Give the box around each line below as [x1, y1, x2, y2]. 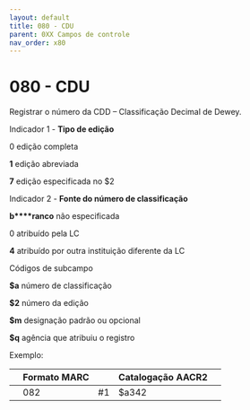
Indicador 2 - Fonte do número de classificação [9, 194, 188, 205]
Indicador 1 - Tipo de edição [9, 124, 115, 135]
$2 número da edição [9, 298, 90, 309]
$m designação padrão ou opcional [9, 315, 141, 326]
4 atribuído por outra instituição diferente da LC [9, 246, 185, 257]
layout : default [9, 13, 70, 22]
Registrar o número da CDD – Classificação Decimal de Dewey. [9, 107, 242, 118]
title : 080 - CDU [9, 22, 74, 31]
